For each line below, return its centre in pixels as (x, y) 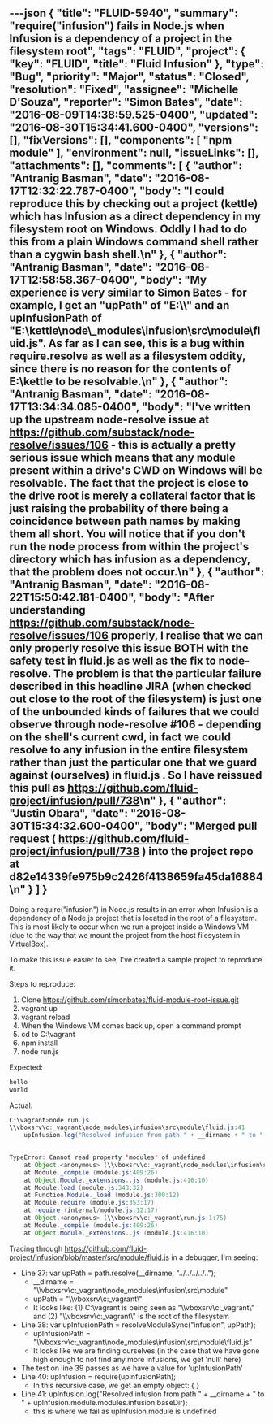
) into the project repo (198, 851)
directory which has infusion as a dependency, (130, 560)
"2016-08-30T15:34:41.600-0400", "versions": (134, 128)
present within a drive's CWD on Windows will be (136, 471)
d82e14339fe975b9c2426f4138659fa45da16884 (136, 877)
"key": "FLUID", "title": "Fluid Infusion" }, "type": (136, 64)
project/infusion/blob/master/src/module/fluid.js (89, 1257)
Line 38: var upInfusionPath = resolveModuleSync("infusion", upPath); (138, 1325)
